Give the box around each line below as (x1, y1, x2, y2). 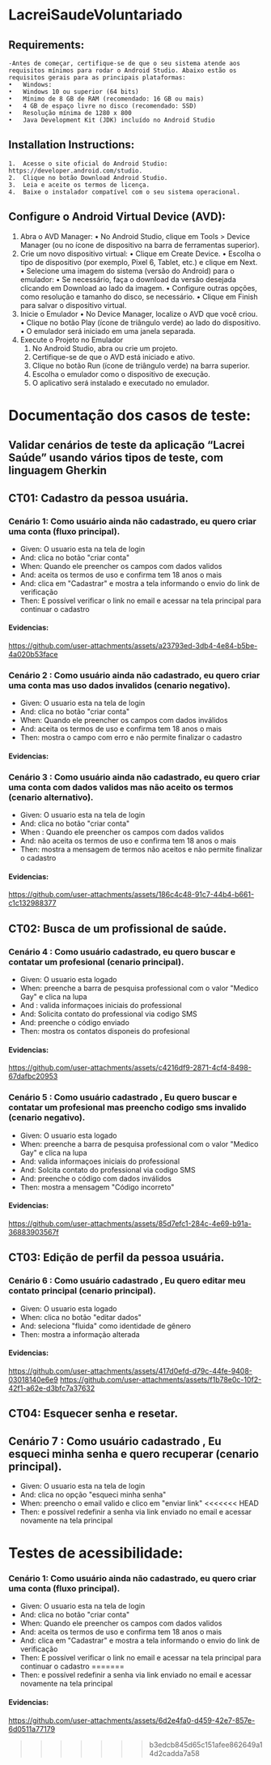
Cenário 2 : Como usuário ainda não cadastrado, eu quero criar (8, 670, 260, 682)
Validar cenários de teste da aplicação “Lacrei (8, 438, 245, 452)
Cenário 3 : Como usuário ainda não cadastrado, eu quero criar (8, 771, 260, 783)
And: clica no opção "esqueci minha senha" (19, 1489, 167, 1499)
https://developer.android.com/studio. (8, 166, 143, 175)
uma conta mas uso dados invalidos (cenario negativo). (8, 680, 231, 691)
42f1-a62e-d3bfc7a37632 (8, 1383, 95, 1393)
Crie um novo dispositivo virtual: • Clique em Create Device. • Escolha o (19, 249, 261, 259)
